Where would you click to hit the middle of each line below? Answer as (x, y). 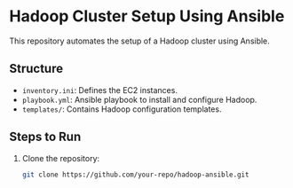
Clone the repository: (61, 158)
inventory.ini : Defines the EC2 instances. (99, 90)
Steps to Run (45, 137)
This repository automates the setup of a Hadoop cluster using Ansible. (140, 41)
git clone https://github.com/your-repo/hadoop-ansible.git (135, 175)
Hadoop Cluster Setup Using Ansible (147, 16)
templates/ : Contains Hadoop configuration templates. (122, 109)
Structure (36, 69)
